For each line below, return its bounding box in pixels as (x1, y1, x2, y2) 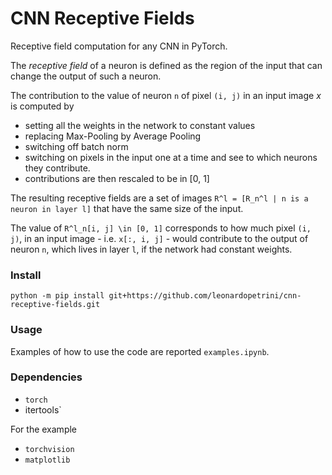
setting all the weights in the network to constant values (24, 119, 256, 131)
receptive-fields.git (10, 300, 101, 310)
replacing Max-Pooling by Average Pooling (24, 130, 202, 142)
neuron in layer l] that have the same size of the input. (10, 202, 244, 214)
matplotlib (24, 455, 71, 465)
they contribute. (24, 162, 91, 174)
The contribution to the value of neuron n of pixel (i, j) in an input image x (10, 89, 322, 101)
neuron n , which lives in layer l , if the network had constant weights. (10, 243, 293, 255)
